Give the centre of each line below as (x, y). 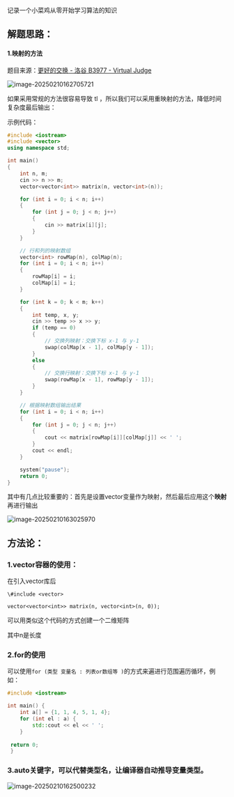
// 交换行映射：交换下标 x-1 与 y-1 (92, 373)
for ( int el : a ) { (48, 719)
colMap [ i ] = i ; (54, 283)
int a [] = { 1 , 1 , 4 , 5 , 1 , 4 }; (65, 713)
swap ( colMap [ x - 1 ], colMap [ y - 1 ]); (99, 347)
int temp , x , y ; (56, 315)
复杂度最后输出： (32, 107)
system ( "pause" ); (45, 470)
